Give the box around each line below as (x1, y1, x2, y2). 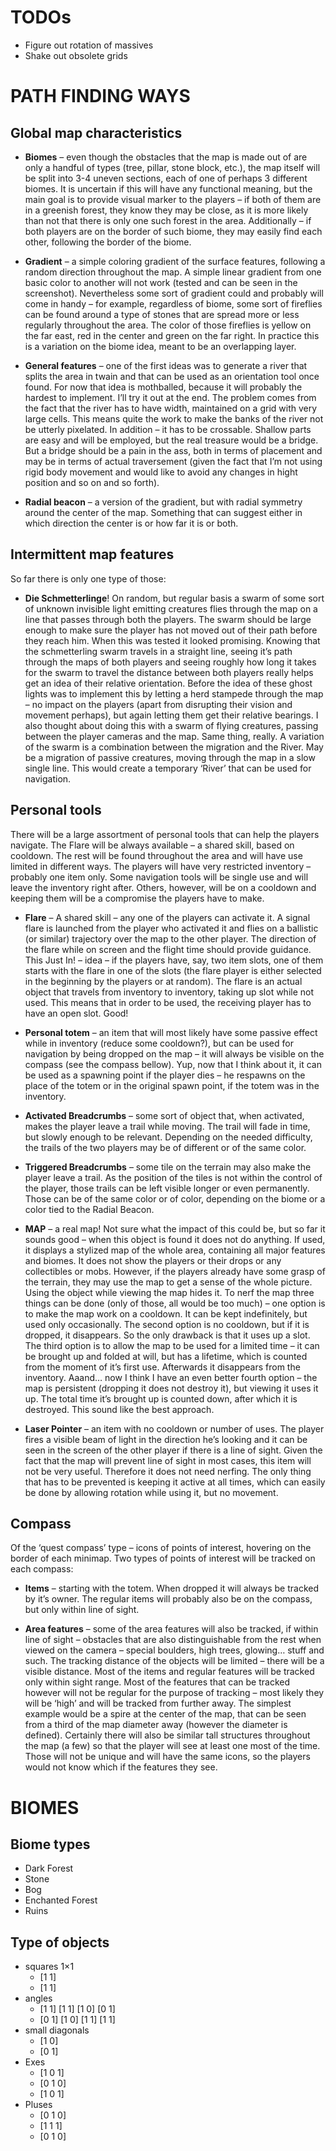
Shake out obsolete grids (24, 49, 128, 61)
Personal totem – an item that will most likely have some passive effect (24, 1026, 318, 1038)
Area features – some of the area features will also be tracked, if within (24, 1623, 319, 1635)
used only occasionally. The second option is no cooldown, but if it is (24, 1318, 310, 1330)
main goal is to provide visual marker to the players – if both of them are (24, 193, 322, 205)
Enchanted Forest (24, 1894, 98, 1906)
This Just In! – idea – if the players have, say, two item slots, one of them (24, 954, 324, 966)
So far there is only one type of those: (10, 572, 167, 585)
